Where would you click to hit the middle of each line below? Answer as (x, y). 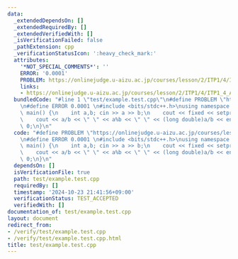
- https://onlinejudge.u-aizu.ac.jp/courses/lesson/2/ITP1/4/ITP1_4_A (126, 93)
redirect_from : (30, 225)
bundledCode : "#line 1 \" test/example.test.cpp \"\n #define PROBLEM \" (120, 100)
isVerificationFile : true (52, 172)
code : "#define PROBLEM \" (53, 133)
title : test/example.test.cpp (52, 245)
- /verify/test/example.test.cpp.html (64, 238)
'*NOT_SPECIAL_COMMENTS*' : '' (65, 67)
